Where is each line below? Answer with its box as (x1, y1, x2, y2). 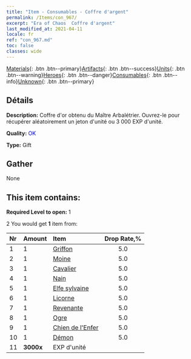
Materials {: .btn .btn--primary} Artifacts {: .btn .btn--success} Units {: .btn (6, 65, 185, 72)
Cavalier (52, 265, 77, 273)
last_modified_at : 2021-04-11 (6, 25, 83, 32)
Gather (6, 159, 33, 169)
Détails (6, 95, 33, 106)
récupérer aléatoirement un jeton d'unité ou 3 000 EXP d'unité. (6, 117, 163, 125)
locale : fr (6, 31, 34, 38)
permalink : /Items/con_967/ (6, 15, 78, 21)
